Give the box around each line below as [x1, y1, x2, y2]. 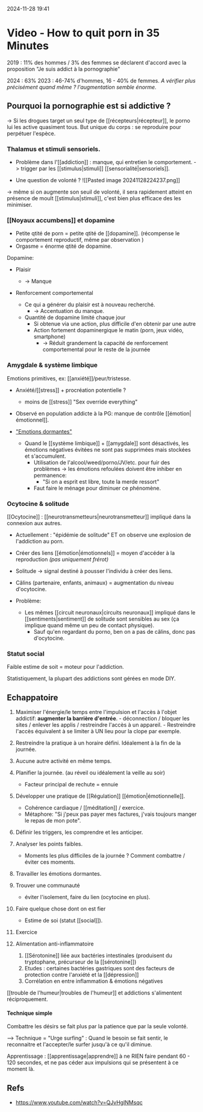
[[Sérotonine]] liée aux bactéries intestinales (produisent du [24, 952, 172, 959]
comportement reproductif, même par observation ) [15, 236, 144, 244]
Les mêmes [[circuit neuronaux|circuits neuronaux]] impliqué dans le [24, 608, 196, 616]
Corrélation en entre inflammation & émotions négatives [24, 978, 163, 985]
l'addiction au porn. [15, 537, 64, 545]
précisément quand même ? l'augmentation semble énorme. [7, 83, 157, 90]
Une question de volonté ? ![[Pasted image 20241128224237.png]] [15, 177, 180, 184]
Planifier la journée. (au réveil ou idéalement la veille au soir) [15, 769, 165, 777]
